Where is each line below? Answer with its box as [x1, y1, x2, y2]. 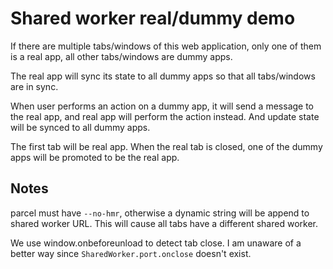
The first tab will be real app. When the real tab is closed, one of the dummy [10, 140, 323, 152]
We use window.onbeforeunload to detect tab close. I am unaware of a [10, 237, 302, 249]
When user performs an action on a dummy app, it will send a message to [10, 100, 315, 112]
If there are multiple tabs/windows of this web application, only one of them [10, 40, 322, 52]
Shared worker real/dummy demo [10, 7, 296, 30]
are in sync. [10, 80, 59, 92]
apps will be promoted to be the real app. [10, 151, 180, 163]
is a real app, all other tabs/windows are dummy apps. [10, 50, 233, 62]
